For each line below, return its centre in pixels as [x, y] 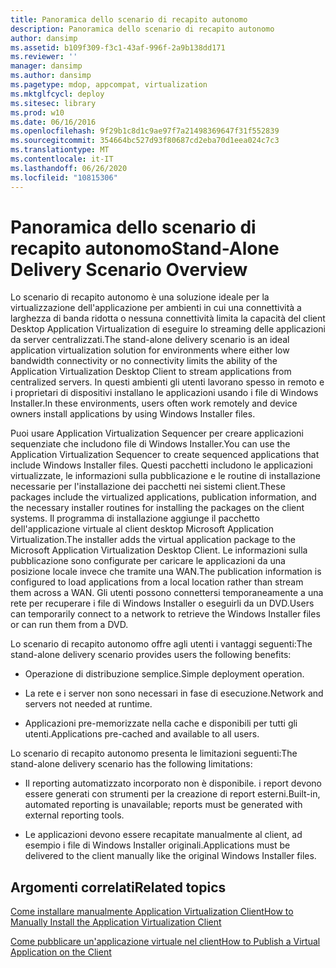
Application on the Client [61, 952]
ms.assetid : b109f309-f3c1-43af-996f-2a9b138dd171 [118, 47]
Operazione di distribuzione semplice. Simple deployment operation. [164, 674]
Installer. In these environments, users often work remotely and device [154, 403]
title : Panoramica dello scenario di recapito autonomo [129, 19]
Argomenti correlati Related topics [118, 887]
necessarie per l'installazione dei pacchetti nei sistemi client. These [148, 487]
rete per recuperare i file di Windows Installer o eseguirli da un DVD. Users [162, 603]
